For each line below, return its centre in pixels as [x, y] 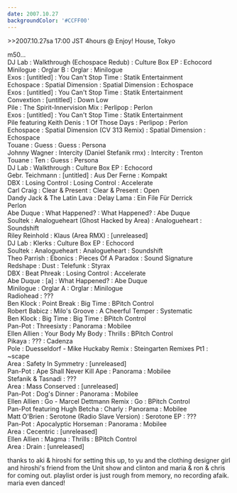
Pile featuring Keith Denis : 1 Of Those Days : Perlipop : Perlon [98, 122]
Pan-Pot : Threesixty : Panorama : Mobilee [69, 326]
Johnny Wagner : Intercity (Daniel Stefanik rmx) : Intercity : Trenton [105, 153]
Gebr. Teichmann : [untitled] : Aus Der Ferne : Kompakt [88, 175]
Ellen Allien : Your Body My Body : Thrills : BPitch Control [90, 333]
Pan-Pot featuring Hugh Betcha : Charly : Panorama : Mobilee [97, 409]
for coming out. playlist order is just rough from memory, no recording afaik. [118, 475]
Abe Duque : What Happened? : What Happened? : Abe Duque [99, 213]
